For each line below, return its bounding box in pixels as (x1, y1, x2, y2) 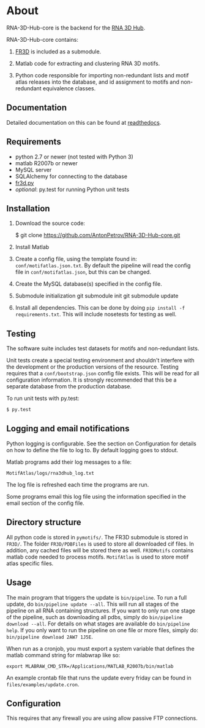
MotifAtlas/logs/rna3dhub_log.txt (6, 470, 95, 476)
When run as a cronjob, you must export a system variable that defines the (6, 644, 195, 652)
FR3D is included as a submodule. (15, 47, 102, 55)
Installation (6, 203, 50, 214)
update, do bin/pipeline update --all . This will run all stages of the (6, 600, 179, 608)
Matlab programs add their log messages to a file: (6, 458, 132, 466)
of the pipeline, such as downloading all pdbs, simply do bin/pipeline (6, 613, 182, 620)
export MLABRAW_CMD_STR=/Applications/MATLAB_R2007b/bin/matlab (6, 663, 174, 670)
